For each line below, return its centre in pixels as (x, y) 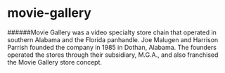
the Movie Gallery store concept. (55, 62)
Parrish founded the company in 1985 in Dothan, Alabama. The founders (112, 47)
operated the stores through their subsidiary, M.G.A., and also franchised (113, 55)
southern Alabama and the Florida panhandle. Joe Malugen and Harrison (113, 39)
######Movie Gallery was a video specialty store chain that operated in (112, 32)
